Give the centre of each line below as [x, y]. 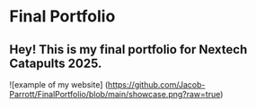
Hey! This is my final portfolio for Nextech [128, 50]
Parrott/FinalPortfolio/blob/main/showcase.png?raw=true [115, 94]
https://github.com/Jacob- [156, 85]
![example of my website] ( [59, 85]
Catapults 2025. [56, 63]
